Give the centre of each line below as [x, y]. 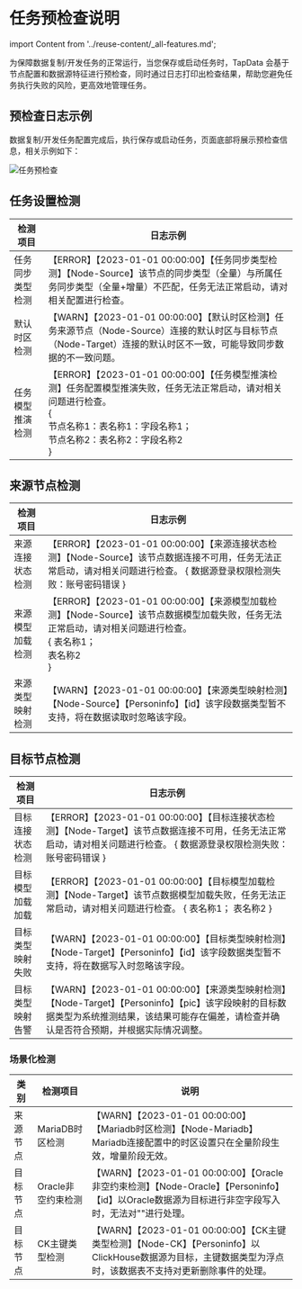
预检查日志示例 [51, 117]
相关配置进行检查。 [89, 300]
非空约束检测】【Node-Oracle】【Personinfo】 [188, 1186]
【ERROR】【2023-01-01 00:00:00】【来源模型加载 [158, 601]
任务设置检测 [45, 201]
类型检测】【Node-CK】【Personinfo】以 [176, 1244]
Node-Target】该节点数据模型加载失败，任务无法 [173, 895]
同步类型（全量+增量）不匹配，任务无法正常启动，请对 [173, 286]
